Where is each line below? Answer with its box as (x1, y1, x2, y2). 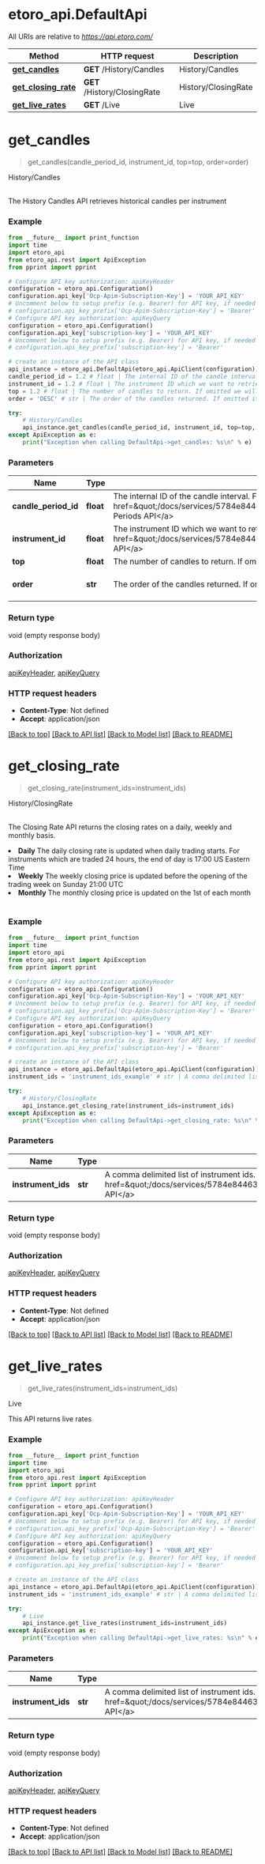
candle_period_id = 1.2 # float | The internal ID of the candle (8, 373, 227, 381)
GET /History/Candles (84, 63, 165, 74)
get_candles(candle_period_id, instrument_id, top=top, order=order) (27, 157, 249, 167)
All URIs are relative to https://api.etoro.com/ (8, 32, 154, 41)
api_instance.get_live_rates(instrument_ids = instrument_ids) (22, 1619, 227, 1628)
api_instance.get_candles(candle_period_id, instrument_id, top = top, (22, 424, 256, 432)
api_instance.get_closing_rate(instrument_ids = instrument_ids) (22, 1101, 235, 1110)
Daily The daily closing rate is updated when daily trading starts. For (18, 846, 241, 855)
